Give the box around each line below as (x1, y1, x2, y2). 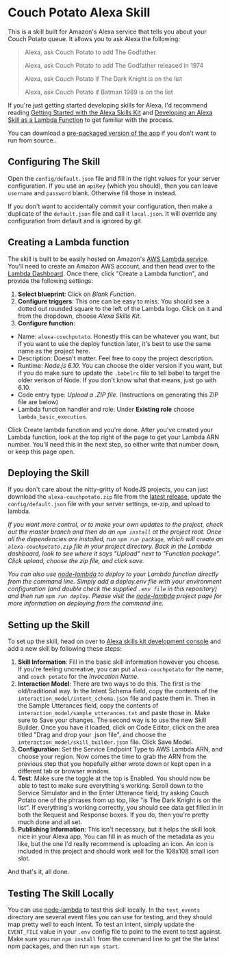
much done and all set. (17, 818, 83, 826)
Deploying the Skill (8, 467, 90, 479)
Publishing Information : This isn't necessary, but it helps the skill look (17, 825, 216, 834)
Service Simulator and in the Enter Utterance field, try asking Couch (17, 789, 209, 797)
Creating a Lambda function (8, 236, 129, 248)
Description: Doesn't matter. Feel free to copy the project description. (17, 354, 214, 362)
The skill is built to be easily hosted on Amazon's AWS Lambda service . (8, 255, 209, 263)
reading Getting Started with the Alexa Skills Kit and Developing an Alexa (8, 108, 213, 116)
